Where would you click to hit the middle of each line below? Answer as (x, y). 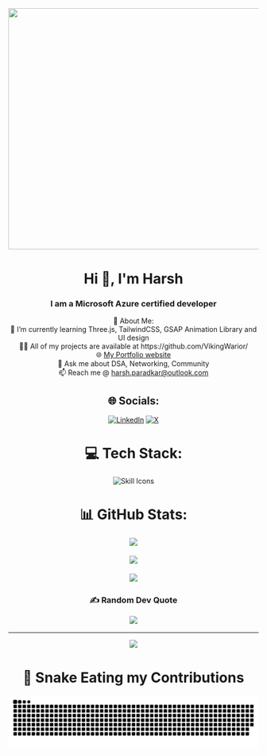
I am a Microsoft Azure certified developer (133, 304)
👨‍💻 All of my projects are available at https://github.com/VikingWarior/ (133, 346)
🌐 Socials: (133, 401)
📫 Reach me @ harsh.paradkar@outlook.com (133, 372)
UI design (133, 338)
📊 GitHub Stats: (133, 514)
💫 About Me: (133, 321)
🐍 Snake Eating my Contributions (133, 678)
